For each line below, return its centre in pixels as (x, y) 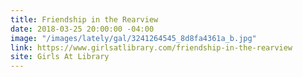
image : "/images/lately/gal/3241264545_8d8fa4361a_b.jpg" (133, 38)
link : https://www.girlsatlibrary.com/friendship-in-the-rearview (151, 47)
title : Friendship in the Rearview (84, 19)
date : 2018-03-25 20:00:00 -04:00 (82, 29)
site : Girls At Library (60, 57)
